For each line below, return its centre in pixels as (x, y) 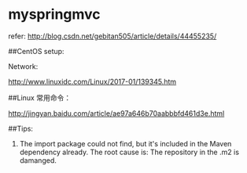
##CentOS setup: (36, 51)
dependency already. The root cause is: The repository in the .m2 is (129, 152)
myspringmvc (54, 14)
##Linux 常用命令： (40, 97)
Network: (23, 66)
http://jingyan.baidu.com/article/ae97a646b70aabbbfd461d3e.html (116, 113)
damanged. (38, 160)
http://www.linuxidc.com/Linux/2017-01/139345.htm (92, 81)
